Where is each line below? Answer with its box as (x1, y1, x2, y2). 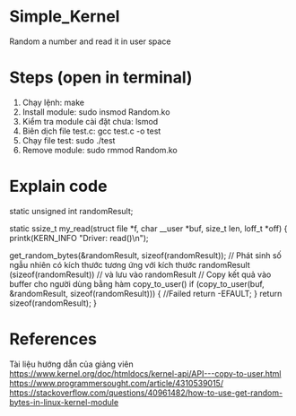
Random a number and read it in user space (9, 36, 171, 47)
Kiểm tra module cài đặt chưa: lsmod (22, 116, 159, 126)
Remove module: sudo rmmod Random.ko (22, 144, 178, 155)
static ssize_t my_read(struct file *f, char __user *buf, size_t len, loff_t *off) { (9, 222, 288, 234)
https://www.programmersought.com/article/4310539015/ (9, 377, 224, 388)
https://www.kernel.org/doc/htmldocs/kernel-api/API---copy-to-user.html (9, 368, 282, 378)
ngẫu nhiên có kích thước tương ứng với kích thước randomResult (9, 259, 250, 270)
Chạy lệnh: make (22, 97, 85, 108)
